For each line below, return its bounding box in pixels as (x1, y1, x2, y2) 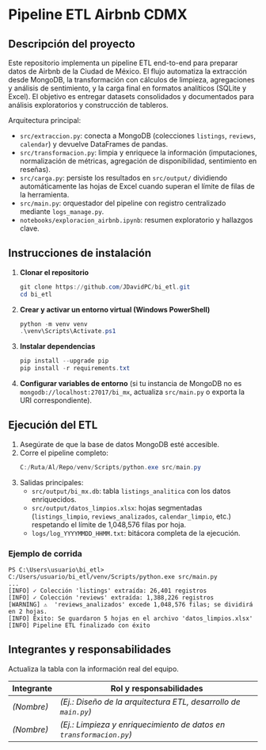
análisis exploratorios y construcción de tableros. (8, 101, 169, 109)
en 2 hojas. (8, 608, 47, 616)
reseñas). (19, 165, 51, 174)
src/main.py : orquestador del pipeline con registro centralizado (19, 198, 226, 208)
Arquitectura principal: (8, 116, 82, 124)
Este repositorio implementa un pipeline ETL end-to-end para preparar (8, 58, 238, 67)
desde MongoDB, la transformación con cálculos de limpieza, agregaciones (8, 75, 255, 84)
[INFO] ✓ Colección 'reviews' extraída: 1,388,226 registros (8, 594, 215, 602)
